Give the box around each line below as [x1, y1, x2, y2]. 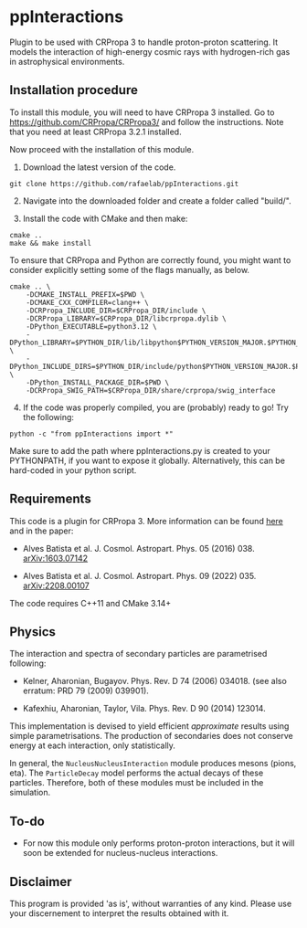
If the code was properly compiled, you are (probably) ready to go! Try [22, 402, 290, 413]
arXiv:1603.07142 [22, 553, 89, 564]
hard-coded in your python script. [9, 464, 137, 476]
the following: [22, 411, 75, 422]
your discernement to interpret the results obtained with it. [9, 908, 229, 919]
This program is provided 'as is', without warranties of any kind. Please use [9, 898, 292, 909]
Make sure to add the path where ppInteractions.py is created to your [9, 445, 271, 456]
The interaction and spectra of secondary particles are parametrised [9, 649, 268, 659]
